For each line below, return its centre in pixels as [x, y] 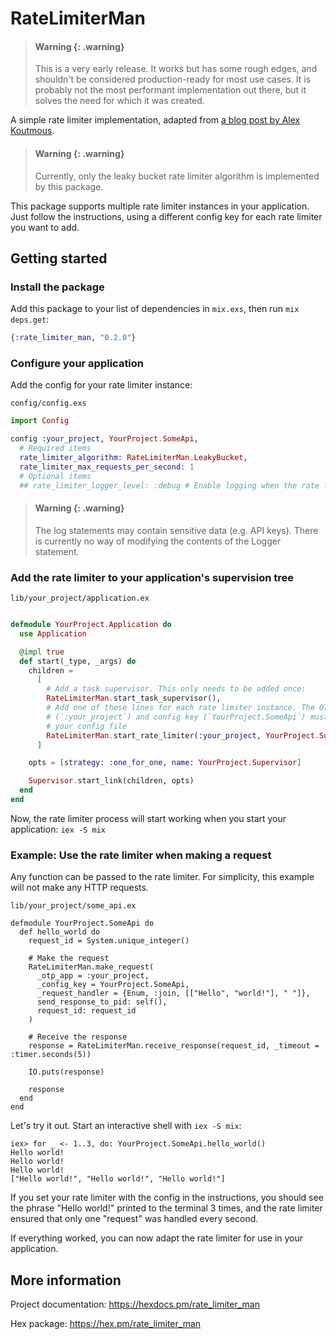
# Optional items [55, 476]
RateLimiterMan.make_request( [91, 967]
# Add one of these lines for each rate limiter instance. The [180, 708]
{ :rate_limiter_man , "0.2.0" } [73, 338]
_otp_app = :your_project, [93, 976]
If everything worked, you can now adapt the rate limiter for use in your [157, 1238]
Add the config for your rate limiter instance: [101, 385]
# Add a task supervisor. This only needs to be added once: [176, 689]
